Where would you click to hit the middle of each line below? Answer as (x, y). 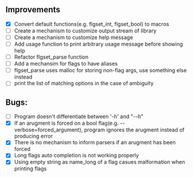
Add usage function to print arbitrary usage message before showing (98, 44)
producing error (33, 136)
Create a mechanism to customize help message (74, 37)
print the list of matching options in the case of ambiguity (84, 83)
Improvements (33, 10)
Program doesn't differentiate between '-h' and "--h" (79, 116)
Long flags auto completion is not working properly (76, 156)
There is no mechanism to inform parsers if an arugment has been (95, 143)
